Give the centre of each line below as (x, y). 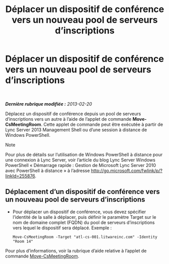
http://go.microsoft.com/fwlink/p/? (127, 170)
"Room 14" (23, 241)
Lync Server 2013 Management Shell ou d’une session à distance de (76, 130)
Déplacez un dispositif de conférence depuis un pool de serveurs (73, 114)
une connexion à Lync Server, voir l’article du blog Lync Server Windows (80, 160)
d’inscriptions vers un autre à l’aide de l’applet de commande (68, 119)
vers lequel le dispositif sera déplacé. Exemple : (62, 228)
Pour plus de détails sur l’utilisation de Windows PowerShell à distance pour (84, 154)
